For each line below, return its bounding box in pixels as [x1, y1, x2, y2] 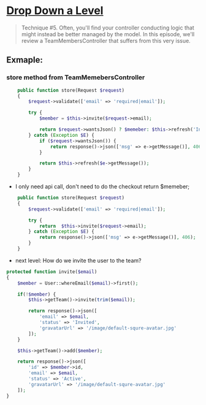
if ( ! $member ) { [17, 291, 56, 298]
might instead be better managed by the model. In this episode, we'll [21, 30, 195, 37]
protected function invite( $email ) [6, 268, 97, 275]
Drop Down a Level [6, 4, 104, 18]
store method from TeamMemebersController [6, 73, 145, 82]
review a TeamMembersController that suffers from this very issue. [21, 37, 191, 44]
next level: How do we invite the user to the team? [15, 256, 142, 264]
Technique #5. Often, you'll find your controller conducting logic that [21, 24, 194, 31]
